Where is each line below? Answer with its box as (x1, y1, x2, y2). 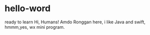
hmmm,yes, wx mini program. (4, 24, 65, 30)
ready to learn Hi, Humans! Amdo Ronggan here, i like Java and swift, (4, 19, 146, 25)
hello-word (4, 3, 51, 14)
